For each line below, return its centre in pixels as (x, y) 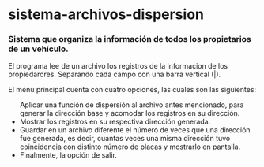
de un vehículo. (38, 49)
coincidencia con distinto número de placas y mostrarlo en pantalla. (130, 147)
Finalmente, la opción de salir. (68, 155)
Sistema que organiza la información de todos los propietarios (130, 39)
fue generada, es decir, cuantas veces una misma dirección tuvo (125, 139)
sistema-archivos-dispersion (106, 15)
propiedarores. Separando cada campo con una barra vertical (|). (115, 74)
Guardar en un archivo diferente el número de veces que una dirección (135, 130)
